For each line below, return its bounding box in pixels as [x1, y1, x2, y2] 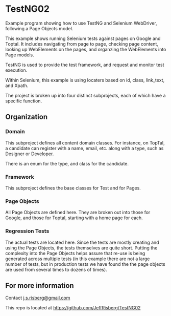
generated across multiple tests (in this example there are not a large [5, 256, 150, 262]
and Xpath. [5, 82, 29, 89]
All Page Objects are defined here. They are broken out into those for [5, 209, 151, 216]
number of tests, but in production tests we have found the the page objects [5, 261, 165, 267]
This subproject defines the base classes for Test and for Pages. [5, 185, 141, 191]
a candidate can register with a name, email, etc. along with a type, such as [5, 145, 164, 151]
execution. [5, 67, 28, 73]
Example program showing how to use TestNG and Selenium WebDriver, [5, 20, 157, 26]
